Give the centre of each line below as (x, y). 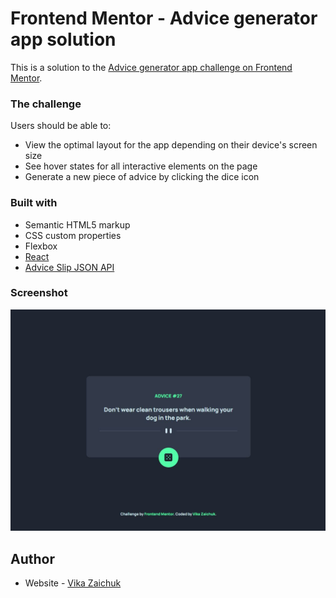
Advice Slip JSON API (69, 267)
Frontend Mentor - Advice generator (164, 18)
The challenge (46, 104)
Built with (34, 203)
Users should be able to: (61, 126)
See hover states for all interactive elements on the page (141, 166)
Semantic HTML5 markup (77, 224)
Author (32, 558)
